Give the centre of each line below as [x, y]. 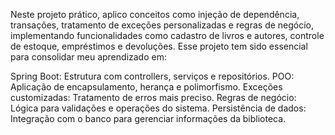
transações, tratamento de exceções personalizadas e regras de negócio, [162, 25]
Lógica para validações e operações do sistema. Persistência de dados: [158, 108]
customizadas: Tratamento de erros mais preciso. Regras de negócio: [153, 97]
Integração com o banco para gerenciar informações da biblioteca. [148, 118]
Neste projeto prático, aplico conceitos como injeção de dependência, [155, 14]
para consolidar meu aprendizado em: [88, 57]
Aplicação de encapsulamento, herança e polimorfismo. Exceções [146, 87]
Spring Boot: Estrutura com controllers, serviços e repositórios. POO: [152, 76]
